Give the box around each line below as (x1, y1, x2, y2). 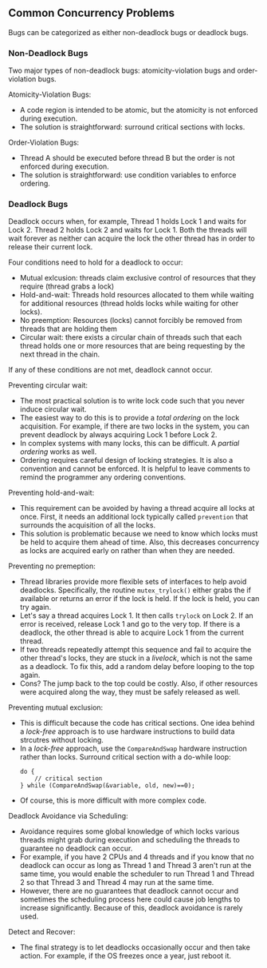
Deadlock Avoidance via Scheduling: (8, 811, 129, 821)
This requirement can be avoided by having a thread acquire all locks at (19, 504, 255, 513)
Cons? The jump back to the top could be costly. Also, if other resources (19, 679, 258, 688)
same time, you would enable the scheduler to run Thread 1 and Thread (19, 869, 255, 878)
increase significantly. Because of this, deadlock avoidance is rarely (19, 903, 243, 913)
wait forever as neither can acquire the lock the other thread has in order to (8, 233, 255, 243)
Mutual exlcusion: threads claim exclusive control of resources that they (19, 273, 257, 283)
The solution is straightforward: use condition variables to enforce (19, 170, 237, 180)
